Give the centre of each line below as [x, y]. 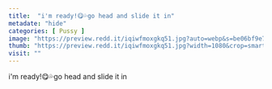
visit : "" [25, 53]
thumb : [19, 46]
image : [19, 38]
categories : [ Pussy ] [47, 31]
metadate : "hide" [38, 23]
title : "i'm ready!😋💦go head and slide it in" [91, 16]
